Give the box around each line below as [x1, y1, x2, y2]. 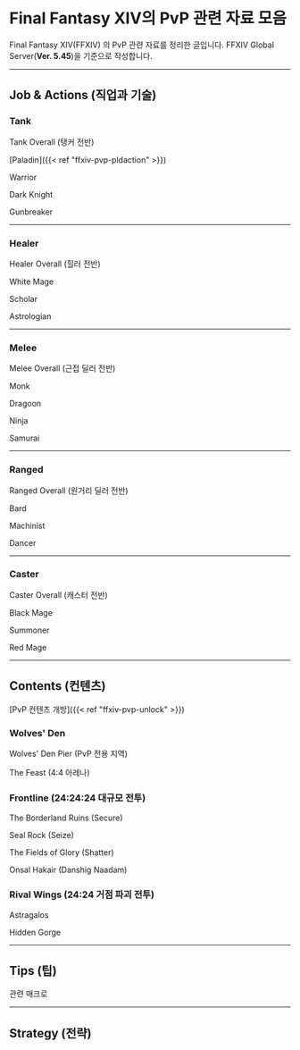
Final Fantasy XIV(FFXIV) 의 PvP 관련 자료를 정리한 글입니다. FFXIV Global [9, 39, 275, 50]
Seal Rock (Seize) [9, 830, 74, 841]
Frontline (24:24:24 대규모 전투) [9, 792, 146, 804]
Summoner [9, 625, 50, 635]
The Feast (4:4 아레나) [9, 767, 91, 777]
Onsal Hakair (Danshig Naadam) [9, 864, 128, 876]
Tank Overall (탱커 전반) [9, 136, 95, 147]
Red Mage [9, 642, 47, 652]
